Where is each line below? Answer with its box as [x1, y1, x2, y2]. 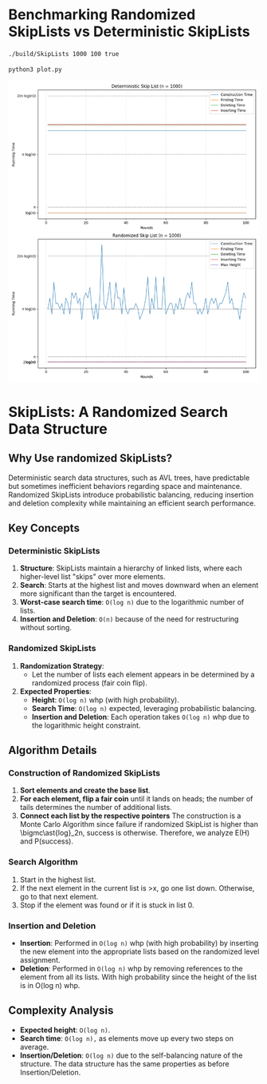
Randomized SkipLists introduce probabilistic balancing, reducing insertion [8, 490, 254, 499]
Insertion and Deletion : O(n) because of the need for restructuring [19, 614, 239, 624]
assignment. [19, 955, 61, 964]
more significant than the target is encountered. [19, 589, 177, 598]
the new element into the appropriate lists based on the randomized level [19, 947, 260, 956]
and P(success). [19, 836, 74, 846]
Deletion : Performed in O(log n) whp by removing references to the [19, 963, 243, 973]
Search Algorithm [8, 856, 78, 868]
